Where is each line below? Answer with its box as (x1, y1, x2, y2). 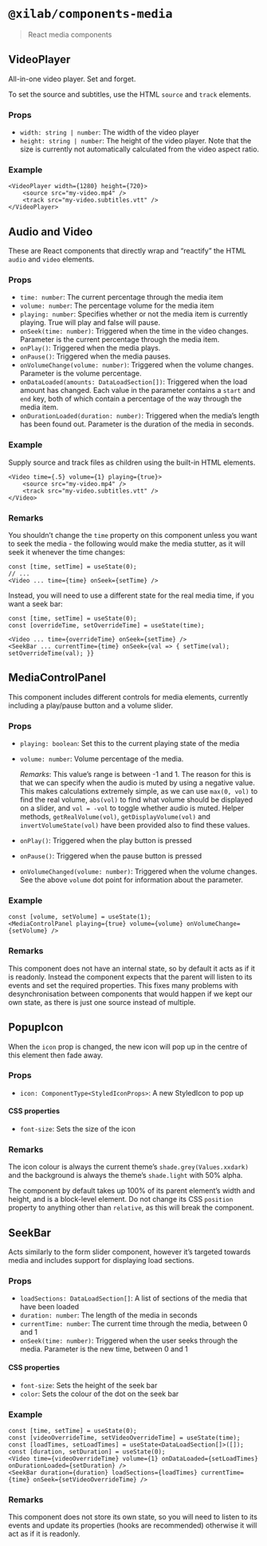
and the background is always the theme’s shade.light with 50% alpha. (8, 1171, 243, 1180)
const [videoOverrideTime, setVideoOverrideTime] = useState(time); (8, 1434, 241, 1442)
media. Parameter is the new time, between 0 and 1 (19, 1344, 189, 1354)
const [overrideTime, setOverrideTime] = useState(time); (8, 622, 205, 630)
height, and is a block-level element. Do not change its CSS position (8, 1195, 234, 1204)
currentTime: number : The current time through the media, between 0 (19, 1319, 248, 1328)
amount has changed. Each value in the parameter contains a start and (19, 386, 256, 395)
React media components (27, 29, 112, 39)
